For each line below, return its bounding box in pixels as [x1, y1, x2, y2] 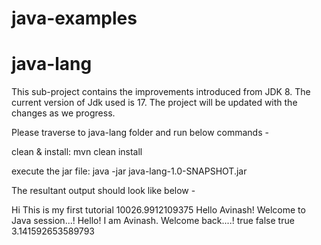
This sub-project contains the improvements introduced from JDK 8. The [11, 86, 311, 98]
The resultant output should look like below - [11, 185, 196, 197]
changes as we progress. [11, 107, 116, 119]
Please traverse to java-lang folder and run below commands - [11, 127, 269, 139]
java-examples [11, 7, 138, 30]
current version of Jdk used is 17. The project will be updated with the [11, 97, 298, 109]
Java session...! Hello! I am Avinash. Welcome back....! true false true [11, 215, 295, 227]
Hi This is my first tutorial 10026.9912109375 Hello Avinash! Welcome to [11, 204, 306, 216]
